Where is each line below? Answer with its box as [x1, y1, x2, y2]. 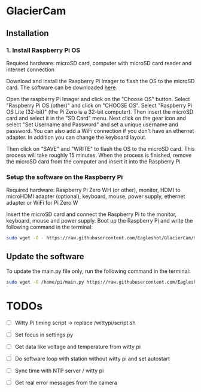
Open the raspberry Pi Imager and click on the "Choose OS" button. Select [6, 95, 190, 102]
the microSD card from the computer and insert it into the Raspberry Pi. [6, 157, 182, 165]
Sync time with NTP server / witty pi [14, 367, 104, 374]
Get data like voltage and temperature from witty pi [14, 343, 141, 350]
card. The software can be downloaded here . [6, 84, 118, 91]
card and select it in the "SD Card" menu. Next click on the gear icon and [6, 114, 187, 121]
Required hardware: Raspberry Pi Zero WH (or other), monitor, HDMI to [6, 187, 181, 194]
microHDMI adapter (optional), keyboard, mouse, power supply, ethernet [6, 193, 185, 200]
